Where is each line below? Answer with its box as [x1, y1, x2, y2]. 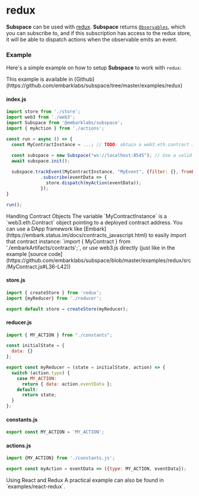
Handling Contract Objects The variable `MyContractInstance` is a [6, 212, 167, 220]
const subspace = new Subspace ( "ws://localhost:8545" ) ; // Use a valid [11, 152, 192, 158]
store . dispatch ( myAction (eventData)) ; [46, 180, 142, 186]
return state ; [21, 392, 57, 398]
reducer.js [6, 318, 32, 326]
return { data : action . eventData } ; [21, 381, 113, 387]
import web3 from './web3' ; [6, 114, 76, 121]
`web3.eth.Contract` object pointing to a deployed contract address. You [6, 219, 182, 226]
